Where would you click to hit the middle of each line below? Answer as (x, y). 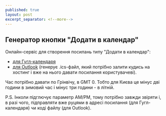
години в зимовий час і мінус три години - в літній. (60, 88)
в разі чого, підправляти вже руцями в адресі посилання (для (72, 103)
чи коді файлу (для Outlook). (61, 108)
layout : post (19, 15)
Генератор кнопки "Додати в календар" (72, 40)
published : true (22, 10)
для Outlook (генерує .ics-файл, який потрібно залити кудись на (81, 67)
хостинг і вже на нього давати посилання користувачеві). (74, 72)
